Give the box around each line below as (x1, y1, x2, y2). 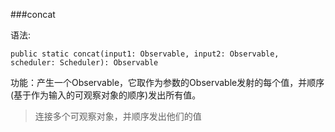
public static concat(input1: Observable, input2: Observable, (10, 49, 280, 59)
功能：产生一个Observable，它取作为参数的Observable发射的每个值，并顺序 (10, 77, 325, 88)
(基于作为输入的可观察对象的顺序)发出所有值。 (10, 89, 202, 101)
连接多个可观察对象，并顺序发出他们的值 (34, 110, 202, 122)
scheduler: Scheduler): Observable (10, 58, 159, 68)
